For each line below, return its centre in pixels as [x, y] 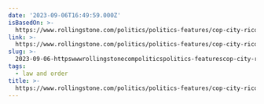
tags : [17, 66]
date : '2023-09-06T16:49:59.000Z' [65, 15]
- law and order [42, 74]
